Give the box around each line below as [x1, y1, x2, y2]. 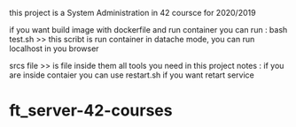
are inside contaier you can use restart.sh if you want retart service [9, 70, 255, 80]
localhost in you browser [9, 43, 99, 54]
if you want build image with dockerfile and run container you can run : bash [9, 25, 288, 34]
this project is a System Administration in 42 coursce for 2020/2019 [9, 8, 256, 18]
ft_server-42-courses [9, 101, 173, 121]
